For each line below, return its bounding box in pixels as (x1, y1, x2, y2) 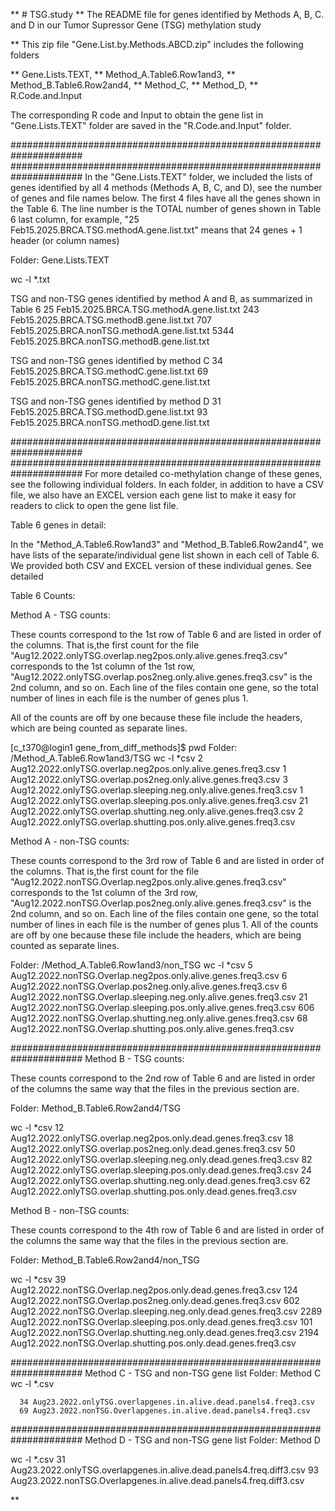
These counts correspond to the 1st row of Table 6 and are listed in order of (10, 629, 322, 640)
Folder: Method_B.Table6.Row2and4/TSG (10, 1102, 182, 1114)
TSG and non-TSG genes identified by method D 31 (10, 395, 222, 407)
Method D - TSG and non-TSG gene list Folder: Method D (84, 1434, 321, 1446)
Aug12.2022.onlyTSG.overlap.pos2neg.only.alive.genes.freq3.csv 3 (10, 774, 289, 785)
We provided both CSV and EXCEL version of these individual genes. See (10, 560, 312, 571)
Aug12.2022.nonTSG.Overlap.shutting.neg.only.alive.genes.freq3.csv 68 (10, 1012, 308, 1024)
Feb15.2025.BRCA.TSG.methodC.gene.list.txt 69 (10, 365, 209, 377)
